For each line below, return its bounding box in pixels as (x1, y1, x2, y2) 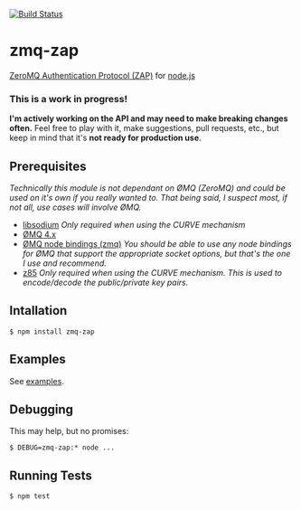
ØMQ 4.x (22, 229, 57, 240)
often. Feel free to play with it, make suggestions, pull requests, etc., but (9, 123, 279, 134)
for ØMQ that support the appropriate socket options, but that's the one (22, 249, 291, 260)
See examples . (9, 375, 65, 386)
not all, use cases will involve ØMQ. (9, 202, 142, 212)
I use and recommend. (22, 258, 107, 269)
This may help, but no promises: (9, 426, 129, 437)
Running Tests (9, 467, 92, 483)
